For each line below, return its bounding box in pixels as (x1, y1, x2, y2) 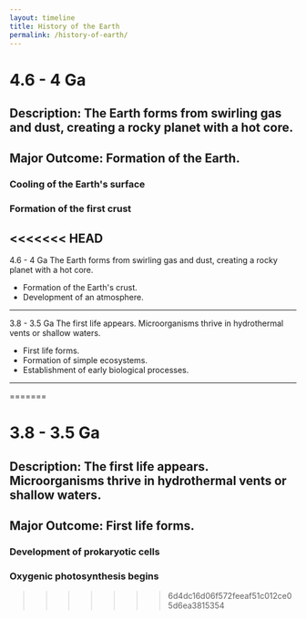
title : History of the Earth (9, 22, 120, 31)
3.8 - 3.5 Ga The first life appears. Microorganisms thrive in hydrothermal (9, 318, 284, 329)
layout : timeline (9, 13, 76, 23)
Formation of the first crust (9, 202, 132, 215)
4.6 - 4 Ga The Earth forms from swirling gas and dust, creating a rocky (9, 255, 278, 265)
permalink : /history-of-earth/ (9, 30, 128, 39)
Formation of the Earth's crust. (22, 282, 138, 292)
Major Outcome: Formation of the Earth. (9, 151, 240, 167)
